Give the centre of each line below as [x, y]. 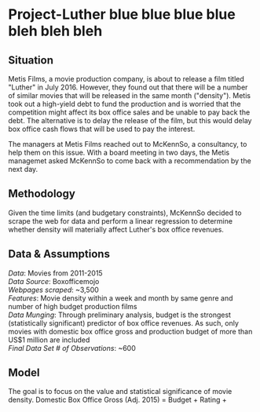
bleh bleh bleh [55, 31]
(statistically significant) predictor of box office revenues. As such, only [124, 323]
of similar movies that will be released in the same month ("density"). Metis [130, 95]
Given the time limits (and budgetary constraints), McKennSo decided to [125, 213]
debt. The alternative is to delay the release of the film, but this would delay [130, 120]
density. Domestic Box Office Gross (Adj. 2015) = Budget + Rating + [118, 400]
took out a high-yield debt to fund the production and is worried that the [125, 104]
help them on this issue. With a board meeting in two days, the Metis [119, 152]
